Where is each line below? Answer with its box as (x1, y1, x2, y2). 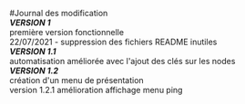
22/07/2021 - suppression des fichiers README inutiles (9, 36, 218, 47)
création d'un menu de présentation (9, 75, 144, 85)
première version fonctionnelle (9, 27, 125, 37)
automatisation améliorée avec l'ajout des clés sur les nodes (9, 56, 236, 66)
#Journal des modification (9, 8, 108, 18)
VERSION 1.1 (9, 46, 56, 57)
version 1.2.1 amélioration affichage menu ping (9, 85, 183, 95)
